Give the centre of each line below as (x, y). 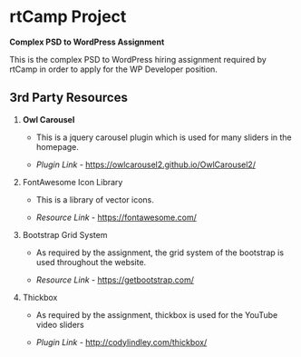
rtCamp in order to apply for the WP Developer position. (113, 69)
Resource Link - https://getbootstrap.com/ (115, 280)
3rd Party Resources (69, 98)
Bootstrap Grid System (65, 234)
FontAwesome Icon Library (73, 182)
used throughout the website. (91, 262)
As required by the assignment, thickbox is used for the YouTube (157, 314)
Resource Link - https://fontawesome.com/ (116, 217)
